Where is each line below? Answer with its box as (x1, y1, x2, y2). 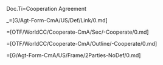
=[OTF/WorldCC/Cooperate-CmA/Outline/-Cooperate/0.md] (6, 40, 158, 47)
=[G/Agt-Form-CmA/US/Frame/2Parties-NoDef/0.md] (6, 52, 141, 59)
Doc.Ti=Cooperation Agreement (6, 5, 87, 12)
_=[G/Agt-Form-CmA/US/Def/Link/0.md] (6, 17, 108, 23)
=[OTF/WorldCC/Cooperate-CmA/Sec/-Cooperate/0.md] (6, 28, 149, 36)
